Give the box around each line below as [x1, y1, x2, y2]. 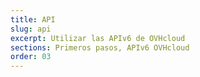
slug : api [10, 24, 52, 34]
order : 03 [10, 52, 52, 62]
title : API [10, 14, 56, 25]
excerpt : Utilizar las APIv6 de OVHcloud [10, 33, 186, 43]
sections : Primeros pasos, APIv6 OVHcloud [10, 42, 190, 53]
